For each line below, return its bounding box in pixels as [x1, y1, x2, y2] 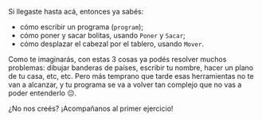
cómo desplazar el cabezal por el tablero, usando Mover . [19, 39, 205, 49]
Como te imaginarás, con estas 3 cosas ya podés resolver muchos [8, 55, 227, 64]
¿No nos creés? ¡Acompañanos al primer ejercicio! [8, 103, 174, 113]
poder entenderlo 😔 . [8, 88, 77, 98]
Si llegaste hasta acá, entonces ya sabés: [8, 7, 144, 16]
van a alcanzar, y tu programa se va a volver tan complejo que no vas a [8, 80, 242, 89]
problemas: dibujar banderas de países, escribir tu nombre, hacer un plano [8, 63, 253, 72]
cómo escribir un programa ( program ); [19, 22, 144, 31]
